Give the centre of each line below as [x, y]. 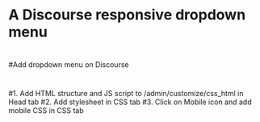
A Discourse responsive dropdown [127, 15]
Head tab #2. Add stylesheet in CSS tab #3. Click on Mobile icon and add [130, 102]
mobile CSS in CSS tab [46, 110]
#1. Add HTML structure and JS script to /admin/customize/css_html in [126, 93]
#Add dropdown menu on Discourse [69, 65]
